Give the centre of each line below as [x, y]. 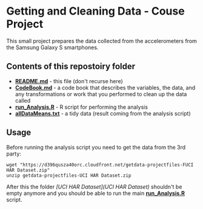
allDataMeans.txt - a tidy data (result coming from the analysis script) [103, 113]
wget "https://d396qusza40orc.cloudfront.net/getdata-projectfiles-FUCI [100, 165]
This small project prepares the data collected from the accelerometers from [101, 41]
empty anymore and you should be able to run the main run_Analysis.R [95, 193]
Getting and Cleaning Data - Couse [95, 11]
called [23, 100]
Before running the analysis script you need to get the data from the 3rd [96, 147]
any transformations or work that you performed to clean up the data [101, 94]
